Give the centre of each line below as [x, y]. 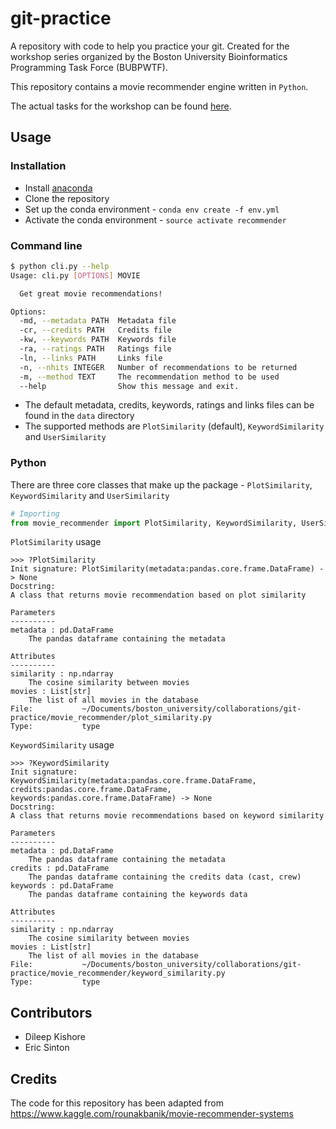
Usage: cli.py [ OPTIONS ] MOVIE [75, 275]
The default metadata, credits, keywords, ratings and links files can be [169, 405]
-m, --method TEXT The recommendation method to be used [149, 377]
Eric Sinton [47, 1048]
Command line [46, 245]
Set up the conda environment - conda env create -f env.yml [152, 209]
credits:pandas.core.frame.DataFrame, [91, 790]
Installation [38, 166]
